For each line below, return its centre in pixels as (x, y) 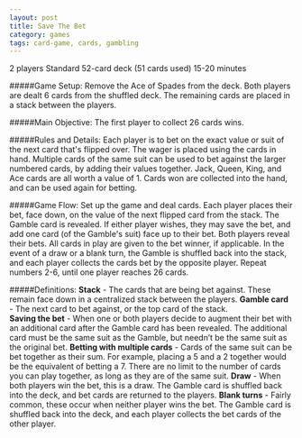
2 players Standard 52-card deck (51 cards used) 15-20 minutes (128, 68)
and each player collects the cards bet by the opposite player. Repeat (138, 263)
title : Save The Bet (48, 26)
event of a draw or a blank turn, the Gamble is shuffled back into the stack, (148, 253)
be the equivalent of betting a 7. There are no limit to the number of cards (145, 367)
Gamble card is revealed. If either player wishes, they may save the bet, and (150, 224)
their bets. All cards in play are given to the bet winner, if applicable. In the (147, 243)
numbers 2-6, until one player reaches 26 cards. (99, 272)
